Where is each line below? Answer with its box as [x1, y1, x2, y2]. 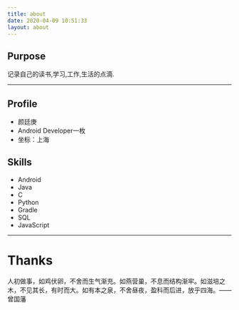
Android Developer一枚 [17, 126, 86, 135]
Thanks [7, 252, 53, 268]
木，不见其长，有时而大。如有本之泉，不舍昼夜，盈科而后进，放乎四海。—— [7, 286, 232, 294]
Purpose [7, 50, 46, 62]
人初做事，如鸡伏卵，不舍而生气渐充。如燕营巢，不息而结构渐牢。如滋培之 [7, 277, 225, 285]
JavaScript [17, 220, 50, 229]
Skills [7, 156, 32, 168]
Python [17, 197, 39, 207]
